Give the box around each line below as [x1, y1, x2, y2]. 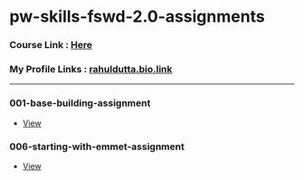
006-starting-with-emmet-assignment [9, 140, 185, 153]
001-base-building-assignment [9, 97, 151, 109]
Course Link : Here [9, 39, 93, 52]
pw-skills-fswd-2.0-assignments [9, 6, 265, 27]
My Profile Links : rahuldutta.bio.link [9, 63, 173, 76]
